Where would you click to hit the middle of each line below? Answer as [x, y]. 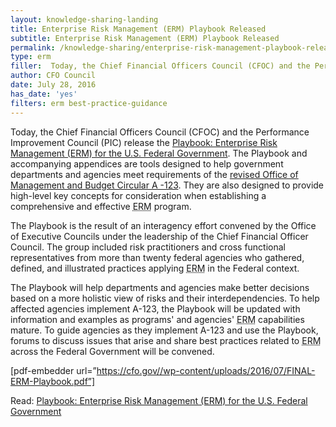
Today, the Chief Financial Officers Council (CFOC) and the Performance [160, 132]
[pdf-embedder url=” [53, 370]
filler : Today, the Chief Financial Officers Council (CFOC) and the [160, 66]
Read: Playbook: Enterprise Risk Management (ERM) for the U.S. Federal [159, 400]
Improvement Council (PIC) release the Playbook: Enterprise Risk [144, 142]
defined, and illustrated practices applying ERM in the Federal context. [155, 268]
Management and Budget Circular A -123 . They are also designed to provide [167, 185]
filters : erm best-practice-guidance [89, 103]
